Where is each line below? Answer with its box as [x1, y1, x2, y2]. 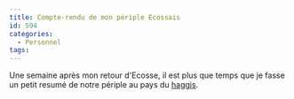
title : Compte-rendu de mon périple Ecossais [9, 12, 180, 22]
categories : [9, 29, 53, 38]
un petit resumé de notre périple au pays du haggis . [9, 80, 199, 90]
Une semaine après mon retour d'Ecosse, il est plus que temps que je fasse [9, 70, 286, 80]
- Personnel [17, 37, 62, 47]
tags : [9, 46, 29, 55]
